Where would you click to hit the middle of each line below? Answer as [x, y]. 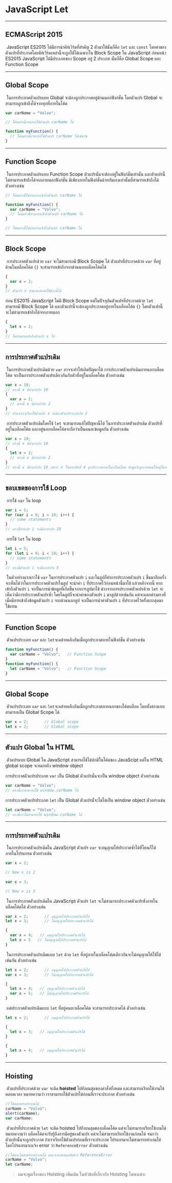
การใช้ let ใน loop [24, 539]
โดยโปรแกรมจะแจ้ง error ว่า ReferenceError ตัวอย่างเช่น [57, 1145]
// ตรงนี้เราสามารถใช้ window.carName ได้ [42, 790]
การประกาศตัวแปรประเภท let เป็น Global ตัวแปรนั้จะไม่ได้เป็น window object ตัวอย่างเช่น [85, 800]
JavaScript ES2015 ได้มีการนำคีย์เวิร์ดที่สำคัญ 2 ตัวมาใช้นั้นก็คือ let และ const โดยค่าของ [86, 47]
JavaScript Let [37, 9]
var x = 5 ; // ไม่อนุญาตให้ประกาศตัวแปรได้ [49, 993]
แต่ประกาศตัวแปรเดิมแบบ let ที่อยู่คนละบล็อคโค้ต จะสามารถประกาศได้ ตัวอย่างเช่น [76, 1008]
